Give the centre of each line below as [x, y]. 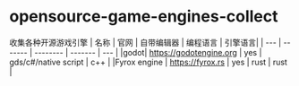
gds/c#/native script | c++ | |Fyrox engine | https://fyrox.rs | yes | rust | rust [149, 62]
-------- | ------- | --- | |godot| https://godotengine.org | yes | [148, 52]
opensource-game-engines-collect [144, 17]
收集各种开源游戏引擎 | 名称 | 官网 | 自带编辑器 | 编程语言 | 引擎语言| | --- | [145, 42]
